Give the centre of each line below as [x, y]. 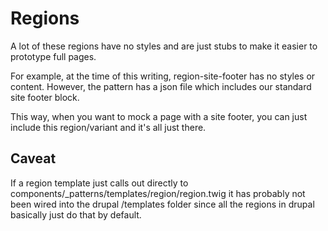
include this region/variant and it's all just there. [108, 127]
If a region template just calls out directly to [99, 183]
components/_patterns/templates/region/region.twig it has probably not [158, 193]
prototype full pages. [53, 56]
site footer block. [45, 97]
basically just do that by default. [76, 214]
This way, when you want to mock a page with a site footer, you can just [159, 116]
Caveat [33, 158]
